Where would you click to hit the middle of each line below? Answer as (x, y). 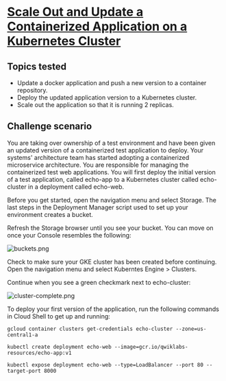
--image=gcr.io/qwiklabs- (151, 347)
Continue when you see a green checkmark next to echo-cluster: (99, 282)
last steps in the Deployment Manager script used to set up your (98, 207)
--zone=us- (191, 329)
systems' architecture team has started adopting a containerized (98, 157)
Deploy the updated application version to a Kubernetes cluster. (107, 97)
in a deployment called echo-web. (76, 187)
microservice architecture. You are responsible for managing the (98, 165)
